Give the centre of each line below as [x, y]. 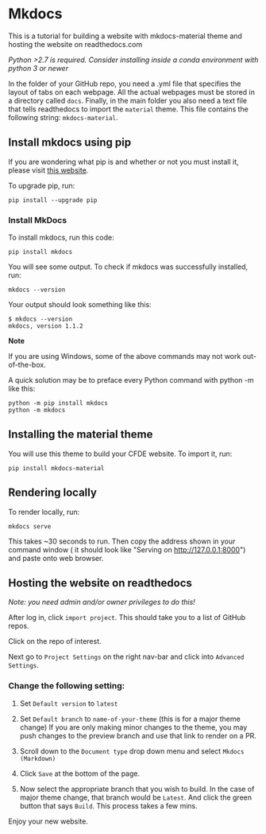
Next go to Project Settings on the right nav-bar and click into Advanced [126, 657]
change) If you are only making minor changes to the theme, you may [133, 727]
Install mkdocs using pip [70, 143]
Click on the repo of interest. [55, 641]
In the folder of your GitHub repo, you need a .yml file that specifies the [125, 84]
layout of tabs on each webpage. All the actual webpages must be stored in [132, 92]
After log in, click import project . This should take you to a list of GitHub [127, 618]
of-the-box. [27, 365]
